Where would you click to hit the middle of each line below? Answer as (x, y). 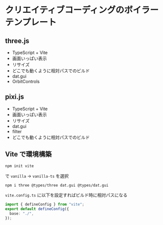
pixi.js (15, 97)
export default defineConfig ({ (37, 209)
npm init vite (20, 166)
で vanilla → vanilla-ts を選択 (37, 176)
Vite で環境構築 (28, 155)
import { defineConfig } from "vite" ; (45, 204)
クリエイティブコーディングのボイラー (82, 10)
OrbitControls (26, 81)
